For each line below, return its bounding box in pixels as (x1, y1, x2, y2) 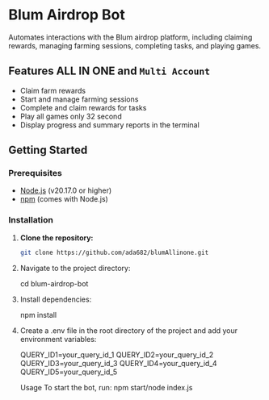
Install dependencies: (19, 294, 92, 304)
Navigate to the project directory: (19, 263, 131, 273)
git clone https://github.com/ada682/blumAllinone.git (19, 248, 209, 256)
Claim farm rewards (19, 85, 86, 95)
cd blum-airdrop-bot (19, 278, 89, 288)
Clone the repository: (19, 232, 94, 243)
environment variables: (19, 334, 97, 344)
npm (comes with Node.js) (19, 194, 109, 204)
